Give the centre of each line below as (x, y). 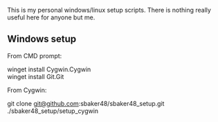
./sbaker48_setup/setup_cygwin (53, 111)
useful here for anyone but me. (51, 17)
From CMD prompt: (35, 55)
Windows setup (42, 39)
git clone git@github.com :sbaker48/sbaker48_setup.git (86, 103)
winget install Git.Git (36, 76)
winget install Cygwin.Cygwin (49, 69)
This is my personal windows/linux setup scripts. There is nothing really (109, 10)
